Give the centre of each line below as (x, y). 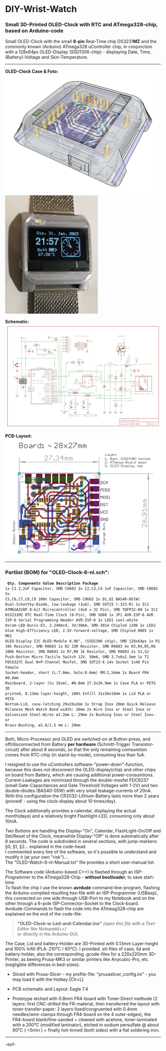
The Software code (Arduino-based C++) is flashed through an (69, 872)
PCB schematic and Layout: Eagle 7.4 (50, 989)
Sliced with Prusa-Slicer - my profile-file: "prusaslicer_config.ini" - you (84, 974)
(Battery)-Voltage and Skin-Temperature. (47, 57)
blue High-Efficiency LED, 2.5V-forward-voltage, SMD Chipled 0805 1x (79, 631)
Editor (23, 929)
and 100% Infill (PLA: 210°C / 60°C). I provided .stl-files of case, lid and (78, 949)
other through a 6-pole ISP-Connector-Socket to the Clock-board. (72, 904)
